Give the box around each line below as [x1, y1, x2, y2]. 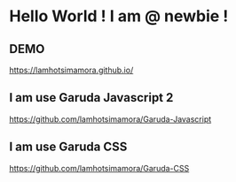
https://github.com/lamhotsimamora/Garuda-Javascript [9, 113, 212, 125]
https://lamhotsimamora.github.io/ [9, 64, 134, 75]
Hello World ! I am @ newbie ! [9, 6, 229, 27]
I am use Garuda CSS [9, 140, 128, 155]
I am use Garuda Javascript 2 [9, 90, 174, 105]
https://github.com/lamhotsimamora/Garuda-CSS [9, 163, 190, 173]
